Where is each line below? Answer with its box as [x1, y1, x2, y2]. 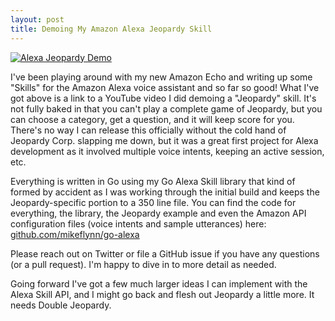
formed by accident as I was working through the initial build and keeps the [10, 186, 320, 198]
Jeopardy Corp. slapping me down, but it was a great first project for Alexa [10, 134, 319, 146]
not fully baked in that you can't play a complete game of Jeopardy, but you [10, 102, 323, 115]
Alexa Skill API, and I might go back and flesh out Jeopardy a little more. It [10, 288, 315, 300]
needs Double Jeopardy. [10, 299, 112, 311]
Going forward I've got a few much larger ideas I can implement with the [10, 277, 308, 290]
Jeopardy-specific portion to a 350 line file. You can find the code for [10, 196, 297, 208]
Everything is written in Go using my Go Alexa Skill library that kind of [10, 175, 296, 187]
